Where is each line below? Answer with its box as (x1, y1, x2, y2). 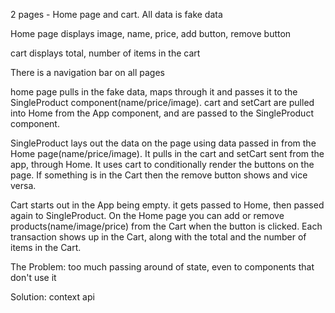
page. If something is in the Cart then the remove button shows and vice (10, 169, 308, 181)
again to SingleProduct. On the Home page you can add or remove (10, 210, 285, 221)
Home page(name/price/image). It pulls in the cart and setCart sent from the (10, 148, 325, 159)
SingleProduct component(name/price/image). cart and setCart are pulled (10, 97, 315, 108)
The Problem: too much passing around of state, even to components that (10, 261, 315, 273)
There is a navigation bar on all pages (10, 67, 166, 78)
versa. (10, 180, 37, 191)
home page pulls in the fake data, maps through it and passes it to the (10, 86, 298, 98)
